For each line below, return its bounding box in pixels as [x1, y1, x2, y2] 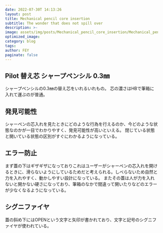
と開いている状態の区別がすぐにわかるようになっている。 [5, 134, 120, 139]
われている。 [26, 223, 52, 229]
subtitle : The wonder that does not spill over [5, 20, 103, 26]
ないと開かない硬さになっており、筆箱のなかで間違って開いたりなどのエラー [5, 181, 158, 187]
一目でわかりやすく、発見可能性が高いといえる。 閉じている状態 [26, 127, 155, 133]
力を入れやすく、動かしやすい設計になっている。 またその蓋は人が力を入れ [5, 175, 155, 181]
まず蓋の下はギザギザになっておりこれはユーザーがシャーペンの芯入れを [5, 163, 149, 169]
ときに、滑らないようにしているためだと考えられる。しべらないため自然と [9, 169, 158, 175]
